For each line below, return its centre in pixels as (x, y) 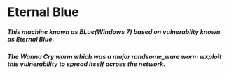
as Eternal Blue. (31, 39)
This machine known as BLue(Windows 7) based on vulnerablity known (114, 31)
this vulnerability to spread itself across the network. (86, 64)
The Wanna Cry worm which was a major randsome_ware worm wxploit (114, 57)
